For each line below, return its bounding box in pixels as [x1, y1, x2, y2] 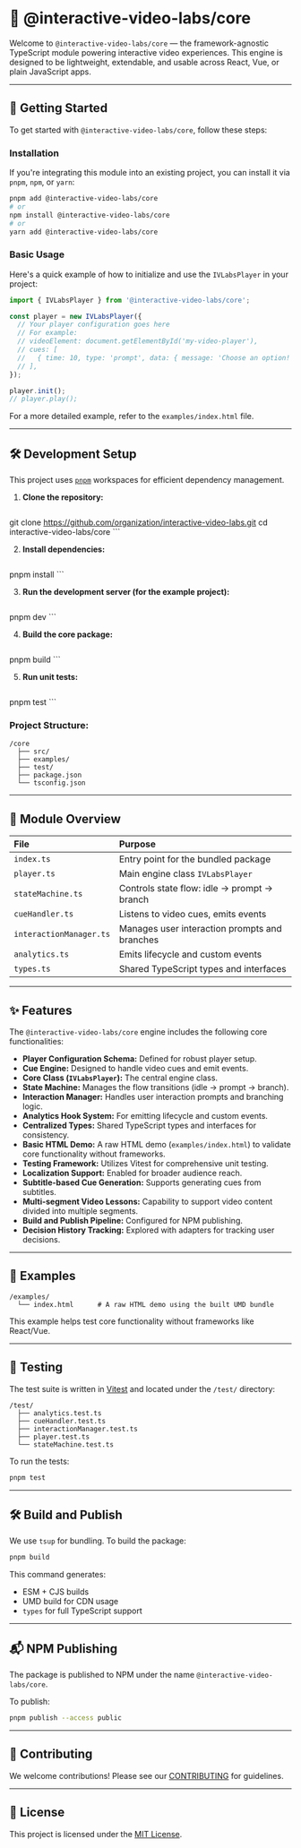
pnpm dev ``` [9, 612, 56, 623]
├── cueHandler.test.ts [17, 1416, 106, 1425]
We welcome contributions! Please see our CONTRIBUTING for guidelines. [9, 1770, 284, 1781]
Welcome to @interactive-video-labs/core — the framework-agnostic [9, 38, 269, 48]
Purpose [118, 838, 157, 850]
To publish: [9, 1697, 51, 1707]
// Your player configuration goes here [17, 320, 170, 330]
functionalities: [9, 1036, 64, 1047]
